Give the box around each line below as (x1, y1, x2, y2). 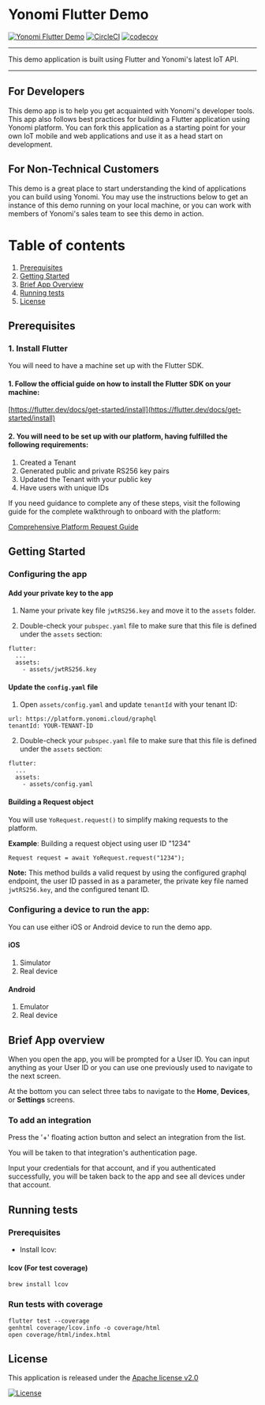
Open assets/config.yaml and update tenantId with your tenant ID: (19, 700, 238, 709)
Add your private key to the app (8, 588, 114, 598)
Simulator (19, 958, 51, 967)
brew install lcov (8, 1281, 69, 1289)
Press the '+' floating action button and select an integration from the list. (8, 1133, 246, 1142)
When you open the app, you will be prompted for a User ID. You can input (8, 1054, 250, 1064)
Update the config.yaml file (8, 682, 99, 692)
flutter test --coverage (8, 1316, 90, 1325)
